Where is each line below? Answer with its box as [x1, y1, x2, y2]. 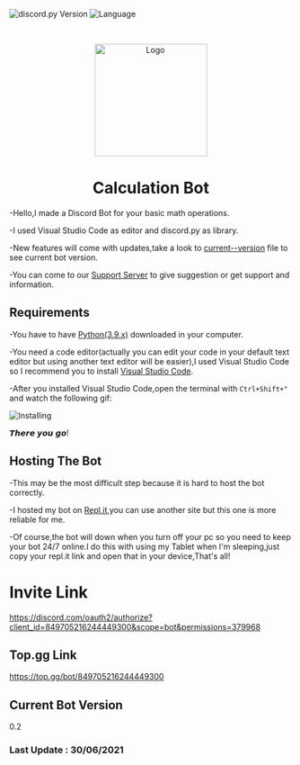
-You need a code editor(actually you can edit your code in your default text [9, 346, 290, 357]
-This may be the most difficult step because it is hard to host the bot [9, 477, 265, 488]
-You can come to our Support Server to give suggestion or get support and [9, 269, 290, 280]
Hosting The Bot [9, 454, 102, 469]
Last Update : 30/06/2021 [9, 743, 124, 756]
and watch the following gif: [9, 392, 112, 403]
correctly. [9, 487, 45, 498]
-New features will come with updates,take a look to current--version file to [9, 242, 288, 253]
